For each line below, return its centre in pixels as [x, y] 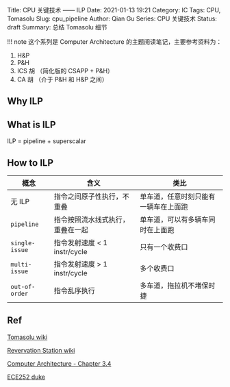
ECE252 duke [26, 377]
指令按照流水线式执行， [92, 220]
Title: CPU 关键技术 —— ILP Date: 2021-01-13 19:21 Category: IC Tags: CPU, [114, 10]
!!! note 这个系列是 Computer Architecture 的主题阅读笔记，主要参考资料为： [115, 42]
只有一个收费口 [164, 247]
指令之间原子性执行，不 [92, 197]
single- [23, 243]
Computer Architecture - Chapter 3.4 [59, 363]
